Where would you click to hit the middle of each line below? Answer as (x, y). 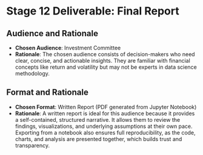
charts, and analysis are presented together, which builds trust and (98, 139)
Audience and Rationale (52, 33)
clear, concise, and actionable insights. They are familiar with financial (103, 61)
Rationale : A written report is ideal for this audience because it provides (105, 113)
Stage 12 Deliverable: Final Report (93, 11)
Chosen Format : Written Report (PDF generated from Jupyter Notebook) (106, 107)
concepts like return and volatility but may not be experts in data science (106, 67)
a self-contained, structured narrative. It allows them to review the (98, 119)
